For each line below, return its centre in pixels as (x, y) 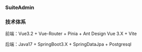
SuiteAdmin (20, 7)
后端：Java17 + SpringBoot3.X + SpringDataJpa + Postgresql (68, 44)
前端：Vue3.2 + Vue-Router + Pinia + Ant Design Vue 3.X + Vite (71, 33)
